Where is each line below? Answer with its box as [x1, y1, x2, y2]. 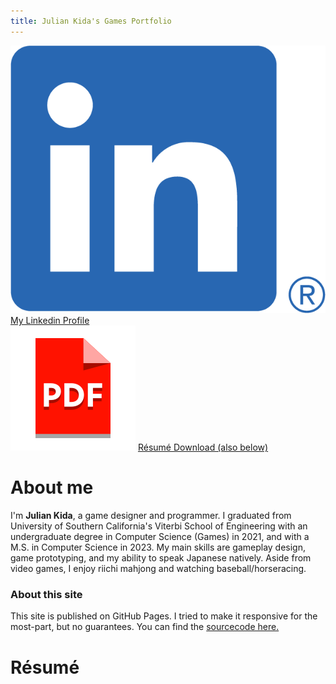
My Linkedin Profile [10, 315, 90, 327]
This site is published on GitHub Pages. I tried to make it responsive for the [10, 610, 318, 622]
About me [10, 476, 94, 499]
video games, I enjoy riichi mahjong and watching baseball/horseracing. [10, 563, 307, 575]
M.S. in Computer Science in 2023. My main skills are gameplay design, [10, 541, 307, 554]
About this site [10, 588, 83, 602]
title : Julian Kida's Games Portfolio [10, 16, 172, 26]
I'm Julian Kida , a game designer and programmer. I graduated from [10, 510, 292, 522]
